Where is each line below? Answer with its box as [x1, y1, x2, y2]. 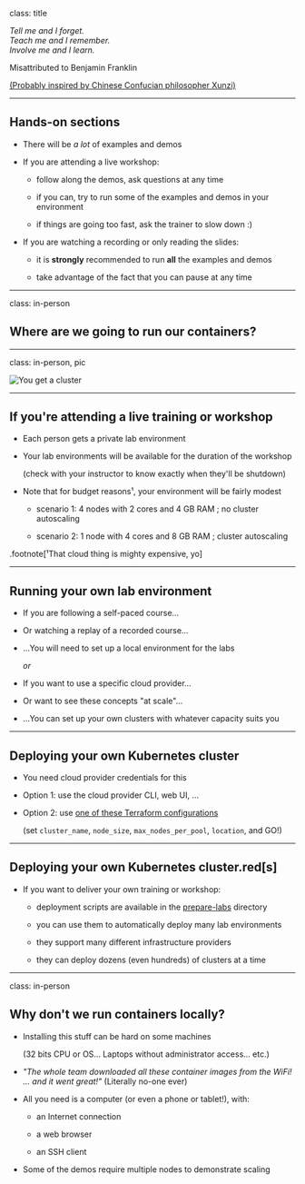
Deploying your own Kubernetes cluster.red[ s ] [9, 860, 278, 875]
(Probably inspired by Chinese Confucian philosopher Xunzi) [9, 80, 236, 90]
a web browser [35, 1129, 93, 1139]
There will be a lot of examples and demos [22, 138, 182, 149]
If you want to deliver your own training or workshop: [22, 883, 221, 894]
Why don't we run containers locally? [9, 1007, 225, 1022]
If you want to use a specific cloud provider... [22, 678, 192, 689]
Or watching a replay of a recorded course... [22, 625, 189, 636]
